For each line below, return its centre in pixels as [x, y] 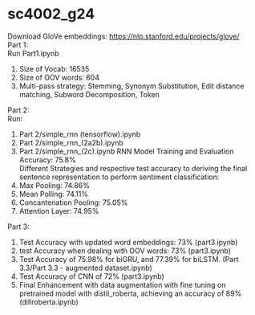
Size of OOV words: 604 [59, 77]
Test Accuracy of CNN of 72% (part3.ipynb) [92, 276]
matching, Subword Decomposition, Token [89, 94]
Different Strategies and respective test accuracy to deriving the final [133, 168]
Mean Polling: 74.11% [54, 194]
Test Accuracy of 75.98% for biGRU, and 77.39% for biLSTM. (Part [129, 259]
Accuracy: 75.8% [48, 160]
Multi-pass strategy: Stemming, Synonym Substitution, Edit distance [132, 86]
